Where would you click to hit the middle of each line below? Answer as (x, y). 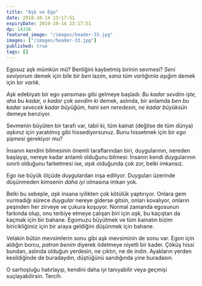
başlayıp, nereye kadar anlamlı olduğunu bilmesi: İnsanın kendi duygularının (101, 157)
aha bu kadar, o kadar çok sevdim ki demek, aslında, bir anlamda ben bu (98, 100)
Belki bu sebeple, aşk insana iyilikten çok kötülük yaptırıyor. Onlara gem (96, 194)
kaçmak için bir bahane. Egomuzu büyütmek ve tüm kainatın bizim (89, 220)
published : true (27, 47)
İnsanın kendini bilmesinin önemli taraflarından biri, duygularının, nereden (98, 150)
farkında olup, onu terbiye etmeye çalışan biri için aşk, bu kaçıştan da (93, 213)
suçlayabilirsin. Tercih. (34, 276)
